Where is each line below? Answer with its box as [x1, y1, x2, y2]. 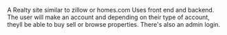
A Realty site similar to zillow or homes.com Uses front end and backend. [7, 6, 215, 14]
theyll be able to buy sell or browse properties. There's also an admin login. [7, 21, 221, 28]
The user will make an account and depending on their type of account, [7, 13, 210, 21]
